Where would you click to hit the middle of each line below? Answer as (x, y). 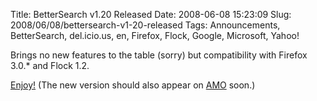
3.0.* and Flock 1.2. (50, 65)
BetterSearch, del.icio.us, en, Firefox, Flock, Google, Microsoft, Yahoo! (155, 35)
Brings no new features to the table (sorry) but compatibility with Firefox (159, 55)
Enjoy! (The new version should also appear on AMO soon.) (133, 85)
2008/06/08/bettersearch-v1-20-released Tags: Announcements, (145, 25)
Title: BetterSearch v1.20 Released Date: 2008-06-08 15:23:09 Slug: (151, 14)
